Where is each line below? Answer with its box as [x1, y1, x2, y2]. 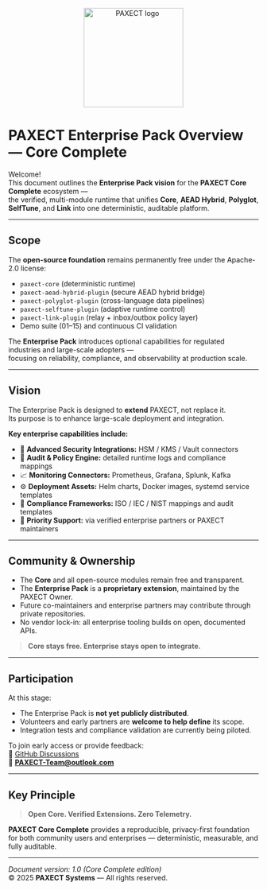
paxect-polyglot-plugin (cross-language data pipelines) [19, 295, 205, 305]
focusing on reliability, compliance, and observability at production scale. [8, 353, 248, 363]
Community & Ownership [8, 554, 136, 568]
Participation [8, 672, 74, 686]
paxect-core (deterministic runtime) [19, 278, 137, 288]
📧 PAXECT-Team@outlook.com [8, 758, 114, 768]
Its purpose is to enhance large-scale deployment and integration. [8, 414, 225, 423]
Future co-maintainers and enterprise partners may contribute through [19, 600, 251, 610]
